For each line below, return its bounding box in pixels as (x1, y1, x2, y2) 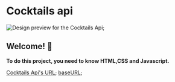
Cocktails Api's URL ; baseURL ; (6, 69, 83, 76)
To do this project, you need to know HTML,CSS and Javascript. (6, 57, 170, 64)
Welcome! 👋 (6, 41, 52, 51)
